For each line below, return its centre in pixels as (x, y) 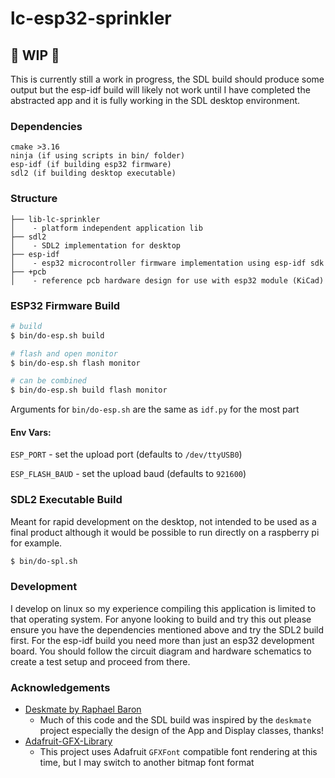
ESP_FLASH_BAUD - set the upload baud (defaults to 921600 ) (128, 474)
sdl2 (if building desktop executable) (93, 173)
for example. (36, 543)
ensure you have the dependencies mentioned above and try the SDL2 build (167, 629)
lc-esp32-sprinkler (91, 18)
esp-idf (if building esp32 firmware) (91, 165)
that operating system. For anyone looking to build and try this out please (161, 619)
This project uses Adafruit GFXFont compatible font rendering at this (178, 752)
